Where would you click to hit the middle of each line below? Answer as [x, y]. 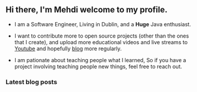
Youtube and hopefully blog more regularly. [68, 48]
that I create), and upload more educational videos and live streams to [101, 42]
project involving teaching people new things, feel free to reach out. [98, 66]
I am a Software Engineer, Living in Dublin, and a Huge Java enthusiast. [103, 24]
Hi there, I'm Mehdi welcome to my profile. [86, 10]
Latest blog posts [32, 82]
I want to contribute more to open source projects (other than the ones [102, 36]
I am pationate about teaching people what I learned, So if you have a [100, 60]
